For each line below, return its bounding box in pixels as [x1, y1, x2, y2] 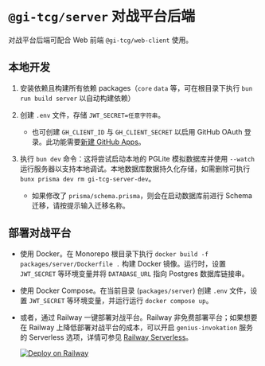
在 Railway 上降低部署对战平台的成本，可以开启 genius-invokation [19, 322, 237, 332]
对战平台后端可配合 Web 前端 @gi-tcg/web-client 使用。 [8, 35, 193, 45]
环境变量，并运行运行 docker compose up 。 [73, 295, 213, 305]
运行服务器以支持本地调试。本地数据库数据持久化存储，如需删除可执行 [19, 164, 251, 173]
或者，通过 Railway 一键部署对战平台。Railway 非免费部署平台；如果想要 [19, 312, 258, 322]
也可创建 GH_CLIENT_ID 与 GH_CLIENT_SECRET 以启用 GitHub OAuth [31, 127, 243, 136]
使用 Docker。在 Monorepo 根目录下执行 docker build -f [19, 248, 209, 259]
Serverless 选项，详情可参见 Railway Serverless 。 [29, 332, 193, 342]
